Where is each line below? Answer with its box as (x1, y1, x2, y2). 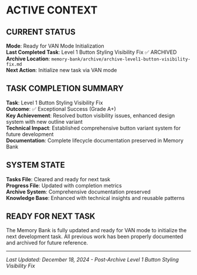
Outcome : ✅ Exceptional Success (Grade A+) (6, 105, 116, 112)
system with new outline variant (6, 118, 83, 125)
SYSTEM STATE (6, 160, 66, 170)
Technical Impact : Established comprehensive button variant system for (6, 124, 181, 131)
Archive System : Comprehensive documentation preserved (6, 188, 151, 195)
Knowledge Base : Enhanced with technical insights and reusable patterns (6, 194, 185, 201)
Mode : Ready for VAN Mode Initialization (6, 42, 104, 49)
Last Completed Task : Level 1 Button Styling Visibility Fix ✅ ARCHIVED (6, 49, 177, 56)
